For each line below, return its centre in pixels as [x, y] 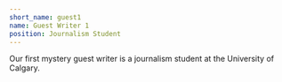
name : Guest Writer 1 [49, 26]
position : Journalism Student [65, 34]
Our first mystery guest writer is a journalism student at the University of [141, 59]
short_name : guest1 [45, 17]
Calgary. [24, 68]
